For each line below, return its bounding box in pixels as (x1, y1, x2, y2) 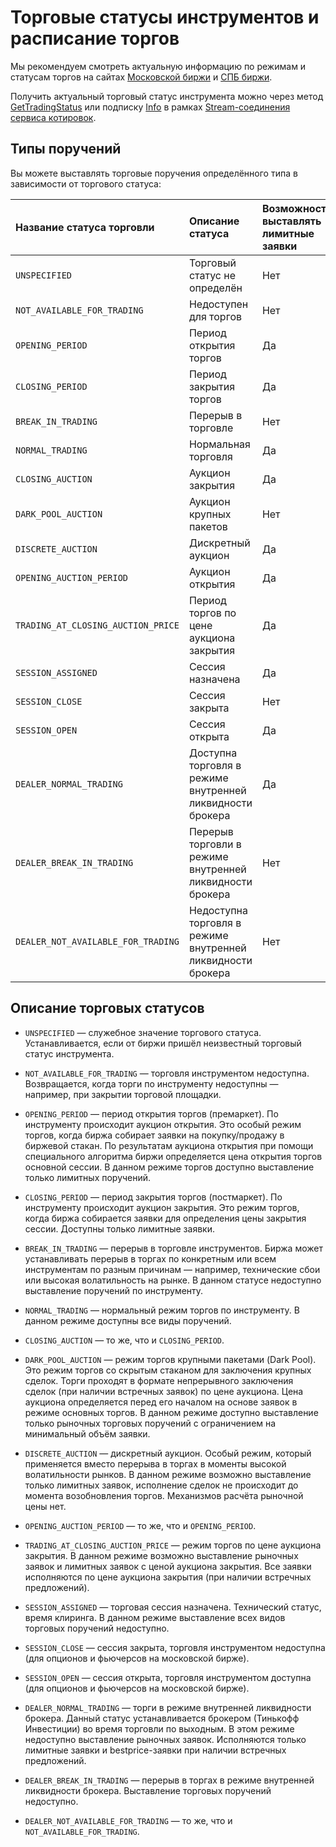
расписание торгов (10, 27, 180, 50)
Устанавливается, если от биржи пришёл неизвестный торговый (24, 1037, 302, 1049)
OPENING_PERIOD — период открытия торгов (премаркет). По (24, 1107, 279, 1120)
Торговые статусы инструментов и (10, 6, 320, 29)
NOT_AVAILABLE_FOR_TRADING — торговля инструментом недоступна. (24, 1067, 310, 1079)
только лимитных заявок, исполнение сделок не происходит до (24, 1479, 299, 1491)
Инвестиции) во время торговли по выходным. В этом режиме (24, 1722, 295, 1735)
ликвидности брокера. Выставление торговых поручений (24, 1784, 272, 1796)
